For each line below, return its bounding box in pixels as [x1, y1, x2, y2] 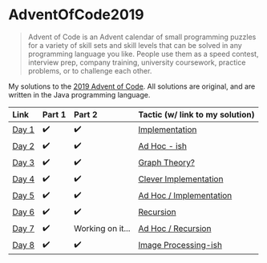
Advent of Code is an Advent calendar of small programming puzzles [27, 32, 257, 42]
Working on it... [73, 223, 131, 234]
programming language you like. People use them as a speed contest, [27, 49, 259, 58]
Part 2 [73, 109, 98, 120]
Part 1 [42, 109, 67, 120]
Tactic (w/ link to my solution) [138, 109, 255, 120]
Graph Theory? [138, 157, 195, 169]
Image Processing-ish [138, 240, 223, 251]
